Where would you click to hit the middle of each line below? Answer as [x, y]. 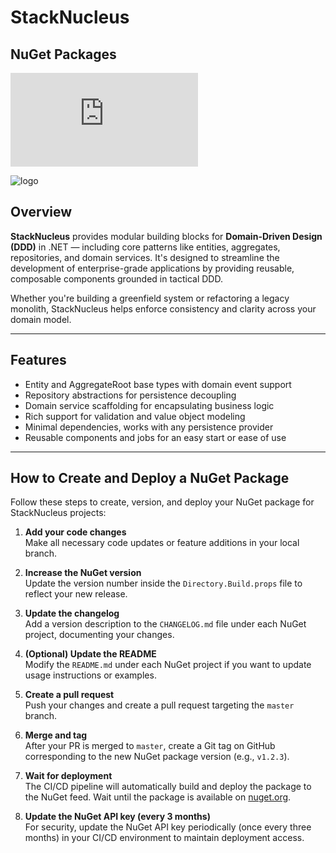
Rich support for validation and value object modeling [135, 416]
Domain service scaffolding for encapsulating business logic [149, 405]
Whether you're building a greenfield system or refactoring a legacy [150, 298]
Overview [41, 212]
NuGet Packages [63, 54]
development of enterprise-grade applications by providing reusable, [152, 268]
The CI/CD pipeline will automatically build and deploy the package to [168, 787]
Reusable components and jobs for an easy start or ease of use [155, 437]
